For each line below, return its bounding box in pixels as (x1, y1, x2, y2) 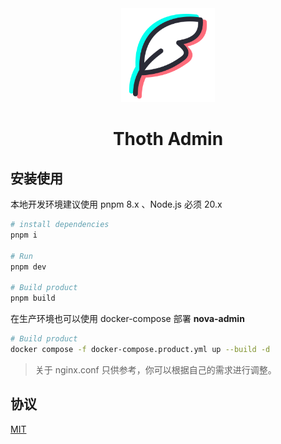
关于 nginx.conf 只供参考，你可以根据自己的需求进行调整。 (34, 363, 277, 376)
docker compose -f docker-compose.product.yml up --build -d (10, 344, 271, 354)
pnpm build (10, 293, 56, 304)
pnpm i (10, 230, 38, 240)
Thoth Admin (112, 128, 224, 151)
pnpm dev (10, 262, 47, 272)
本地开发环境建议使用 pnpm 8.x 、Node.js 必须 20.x (10, 198, 223, 210)
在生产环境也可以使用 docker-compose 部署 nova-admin (10, 313, 245, 324)
